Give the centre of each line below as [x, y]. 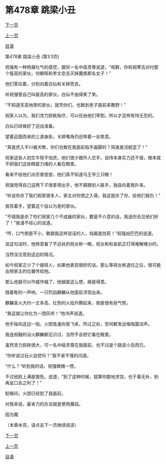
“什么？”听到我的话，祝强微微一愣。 [42, 366]
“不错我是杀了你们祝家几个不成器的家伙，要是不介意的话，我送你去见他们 [80, 216]
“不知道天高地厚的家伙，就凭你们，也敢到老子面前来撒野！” [65, 105]
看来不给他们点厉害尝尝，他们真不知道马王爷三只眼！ [59, 174]
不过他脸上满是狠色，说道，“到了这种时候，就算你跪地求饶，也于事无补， [80, 376]
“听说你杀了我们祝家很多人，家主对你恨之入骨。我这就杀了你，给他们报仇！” [83, 195]
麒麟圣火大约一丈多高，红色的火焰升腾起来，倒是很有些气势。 [68, 303]
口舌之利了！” [28, 383]
